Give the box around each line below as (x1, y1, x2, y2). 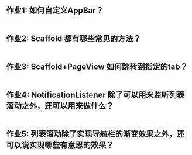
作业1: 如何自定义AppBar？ (6, 5, 104, 16)
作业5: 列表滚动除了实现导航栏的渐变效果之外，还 (6, 129, 185, 139)
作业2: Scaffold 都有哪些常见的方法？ (6, 34, 141, 44)
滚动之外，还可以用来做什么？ (6, 101, 114, 111)
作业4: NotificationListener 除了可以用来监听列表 (6, 89, 185, 99)
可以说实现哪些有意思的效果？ (6, 140, 114, 150)
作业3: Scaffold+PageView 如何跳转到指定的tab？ (6, 62, 188, 72)
